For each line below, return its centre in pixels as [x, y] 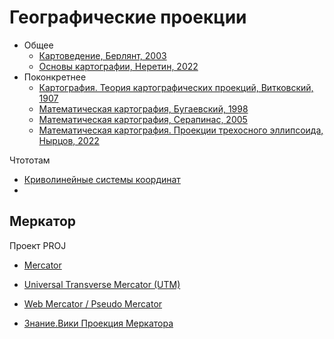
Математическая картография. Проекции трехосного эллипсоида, [181, 130]
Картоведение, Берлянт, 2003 [102, 55]
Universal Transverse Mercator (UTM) [102, 284]
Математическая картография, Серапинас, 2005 [143, 119]
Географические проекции [128, 17]
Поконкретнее [55, 77]
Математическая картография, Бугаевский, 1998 [143, 108]
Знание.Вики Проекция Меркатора [98, 323]
